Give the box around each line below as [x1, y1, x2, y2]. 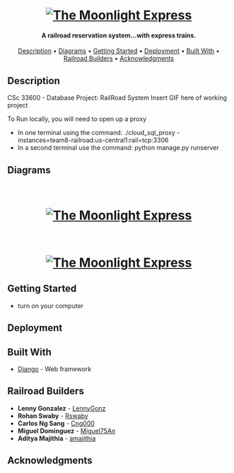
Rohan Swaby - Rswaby [17, 411, 88, 420]
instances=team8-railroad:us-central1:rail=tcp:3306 [17, 136, 169, 144]
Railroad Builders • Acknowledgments [63, 54, 175, 63]
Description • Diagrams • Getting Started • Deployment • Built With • [18, 47, 220, 55]
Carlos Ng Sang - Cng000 [17, 419, 95, 427]
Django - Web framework [17, 364, 92, 373]
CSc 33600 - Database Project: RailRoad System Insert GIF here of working [7, 93, 228, 102]
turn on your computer [17, 301, 83, 310]
